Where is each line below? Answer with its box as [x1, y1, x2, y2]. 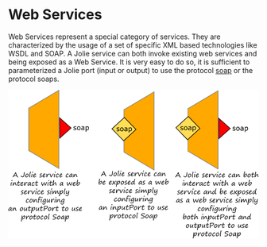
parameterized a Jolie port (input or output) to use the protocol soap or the [8, 65, 253, 75]
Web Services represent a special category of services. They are [8, 32, 221, 41]
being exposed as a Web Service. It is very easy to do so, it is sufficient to [8, 57, 250, 67]
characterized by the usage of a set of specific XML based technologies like [8, 40, 257, 49]
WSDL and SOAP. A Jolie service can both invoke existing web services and [8, 48, 257, 58]
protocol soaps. [8, 74, 60, 83]
